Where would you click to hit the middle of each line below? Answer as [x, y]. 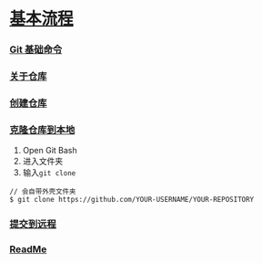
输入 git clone [49, 173]
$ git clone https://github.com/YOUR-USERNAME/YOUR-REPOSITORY [132, 200]
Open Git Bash [50, 151]
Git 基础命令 [36, 49]
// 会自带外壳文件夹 [43, 192]
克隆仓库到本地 [42, 130]
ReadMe [28, 249]
